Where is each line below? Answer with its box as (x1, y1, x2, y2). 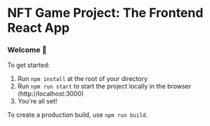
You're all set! (17, 97, 58, 106)
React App (7, 20, 70, 36)
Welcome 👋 (7, 45, 47, 55)
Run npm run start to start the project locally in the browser (17, 82, 192, 91)
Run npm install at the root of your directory (17, 75, 148, 83)
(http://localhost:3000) (17, 89, 85, 98)
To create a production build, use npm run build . (7, 111, 148, 119)
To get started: (7, 61, 51, 70)
